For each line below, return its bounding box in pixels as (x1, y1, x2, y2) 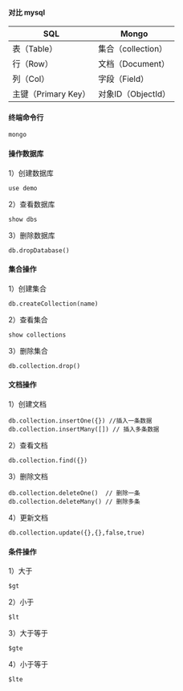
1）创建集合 (8, 284, 47, 293)
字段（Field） (97, 73, 149, 84)
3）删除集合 (8, 345, 48, 355)
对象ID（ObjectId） (97, 88, 171, 100)
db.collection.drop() (8, 362, 81, 370)
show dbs (8, 215, 38, 223)
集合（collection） (97, 43, 168, 55)
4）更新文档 (8, 513, 49, 522)
